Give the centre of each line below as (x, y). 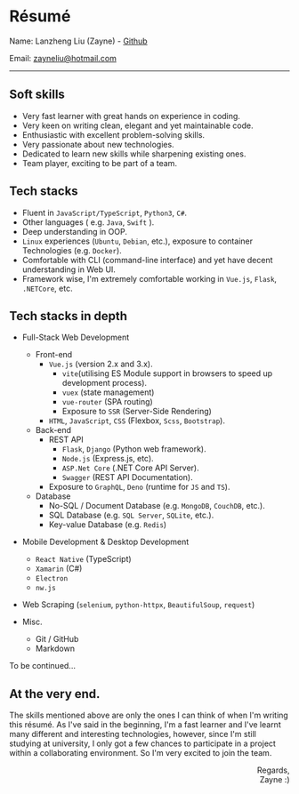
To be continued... (42, 666)
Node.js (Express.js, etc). (108, 459)
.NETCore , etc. (47, 288)
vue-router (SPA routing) (107, 402)
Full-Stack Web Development (76, 337)
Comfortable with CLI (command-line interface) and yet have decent (147, 260)
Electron (52, 579)
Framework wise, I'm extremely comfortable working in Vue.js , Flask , (149, 278)
